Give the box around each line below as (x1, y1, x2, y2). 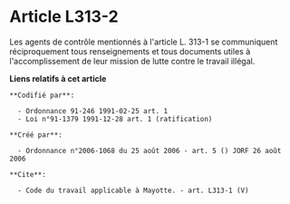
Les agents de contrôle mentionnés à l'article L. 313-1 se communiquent (9, 36, 278, 47)
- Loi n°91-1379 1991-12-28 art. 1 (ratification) (17, 114, 213, 123)
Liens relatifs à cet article (9, 73, 107, 83)
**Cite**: (9, 170, 47, 179)
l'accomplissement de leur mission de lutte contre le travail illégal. (9, 55, 256, 66)
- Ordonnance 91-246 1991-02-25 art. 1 (17, 106, 169, 115)
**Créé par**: (9, 130, 63, 140)
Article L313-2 (9, 6, 120, 27)
